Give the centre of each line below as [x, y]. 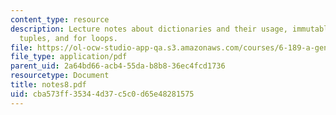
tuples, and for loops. [68, 38]
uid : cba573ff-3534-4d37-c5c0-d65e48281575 [102, 94]
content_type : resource [60, 19]
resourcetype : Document [60, 76]
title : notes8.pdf [48, 85]
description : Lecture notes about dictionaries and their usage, [149, 29]
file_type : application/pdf [69, 57]
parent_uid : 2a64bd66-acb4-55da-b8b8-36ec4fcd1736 [118, 66]
